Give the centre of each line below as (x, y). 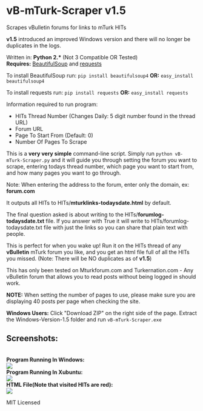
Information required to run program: (52, 104)
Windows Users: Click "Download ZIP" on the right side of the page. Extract (101, 313)
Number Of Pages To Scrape (51, 142)
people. (16, 233)
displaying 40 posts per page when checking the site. (73, 301)
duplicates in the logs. (34, 45)
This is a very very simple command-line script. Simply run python (89, 153)
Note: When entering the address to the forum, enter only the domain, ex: (98, 184)
